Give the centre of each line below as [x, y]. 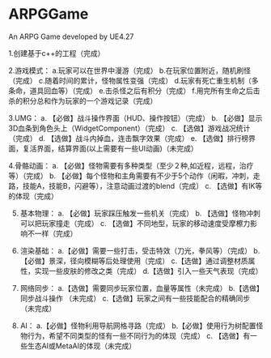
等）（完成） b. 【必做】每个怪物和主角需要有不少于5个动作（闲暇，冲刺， [131, 176]
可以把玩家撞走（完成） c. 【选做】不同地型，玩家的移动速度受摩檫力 [135, 223]
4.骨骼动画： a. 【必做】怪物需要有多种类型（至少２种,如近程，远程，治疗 [131, 165]
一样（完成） [56, 233]
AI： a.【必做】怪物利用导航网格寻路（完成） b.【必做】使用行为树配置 [138, 326]
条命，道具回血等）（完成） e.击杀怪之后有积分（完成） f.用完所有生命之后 [131, 91]
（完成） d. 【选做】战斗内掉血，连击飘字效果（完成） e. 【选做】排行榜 [129, 138]
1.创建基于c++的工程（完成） [57, 53]
